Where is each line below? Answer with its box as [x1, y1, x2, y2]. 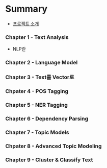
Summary [5, 3, 47, 15]
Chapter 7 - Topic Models [5, 129, 69, 136]
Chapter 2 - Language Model [5, 59, 78, 66]
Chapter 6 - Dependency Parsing [5, 115, 89, 122]
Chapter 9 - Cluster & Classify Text [5, 156, 93, 163]
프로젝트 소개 [12, 20, 39, 27]
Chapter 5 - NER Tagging [5, 101, 68, 108]
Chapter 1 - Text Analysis [5, 34, 69, 41]
